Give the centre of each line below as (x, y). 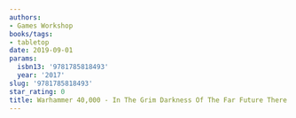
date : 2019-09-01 (41, 51)
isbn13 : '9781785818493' (63, 67)
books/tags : (31, 34)
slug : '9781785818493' (51, 83)
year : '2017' (41, 75)
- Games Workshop (41, 26)
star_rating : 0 (37, 91)
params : (23, 59)
